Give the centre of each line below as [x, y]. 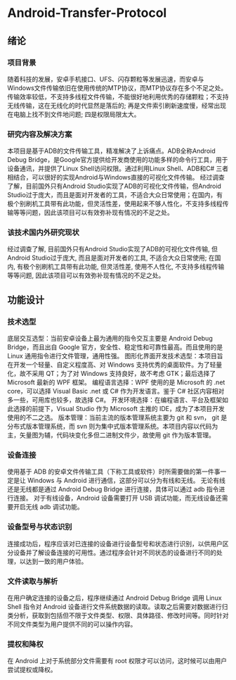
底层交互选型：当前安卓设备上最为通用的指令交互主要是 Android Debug [110, 339]
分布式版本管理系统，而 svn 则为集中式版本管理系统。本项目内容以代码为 [113, 427]
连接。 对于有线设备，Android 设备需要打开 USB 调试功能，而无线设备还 [118, 498]
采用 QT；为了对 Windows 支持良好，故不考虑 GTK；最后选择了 [124, 374]
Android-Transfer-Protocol [87, 13]
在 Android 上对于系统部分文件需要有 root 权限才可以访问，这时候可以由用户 [117, 661]
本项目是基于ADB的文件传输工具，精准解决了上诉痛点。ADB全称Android [111, 151]
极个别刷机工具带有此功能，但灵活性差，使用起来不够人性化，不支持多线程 [115, 204]
